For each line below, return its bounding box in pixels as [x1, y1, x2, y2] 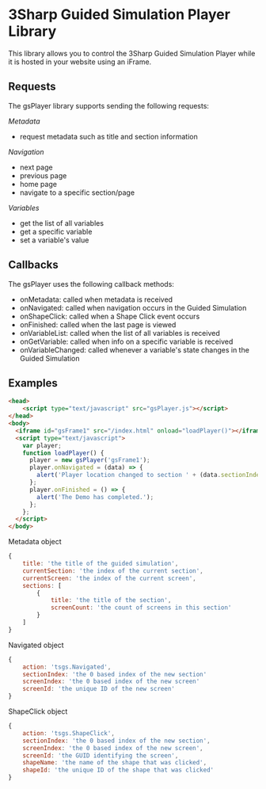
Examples [8, 376, 58, 390]
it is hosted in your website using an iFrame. [8, 57, 152, 67]
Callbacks [8, 258, 59, 272]
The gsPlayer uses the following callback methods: [8, 279, 174, 288]
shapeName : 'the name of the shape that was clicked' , [22, 759, 207, 767]
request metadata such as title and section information [19, 131, 198, 141]
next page [19, 162, 53, 172]
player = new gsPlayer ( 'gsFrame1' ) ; [28, 456, 150, 464]
